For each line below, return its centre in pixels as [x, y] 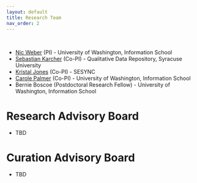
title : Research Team [34, 18]
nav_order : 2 [23, 23]
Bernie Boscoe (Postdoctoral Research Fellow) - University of [92, 85]
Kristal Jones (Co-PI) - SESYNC [55, 72]
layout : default [27, 12]
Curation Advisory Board [71, 158]
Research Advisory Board [73, 116]
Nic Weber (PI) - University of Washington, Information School [94, 52]
